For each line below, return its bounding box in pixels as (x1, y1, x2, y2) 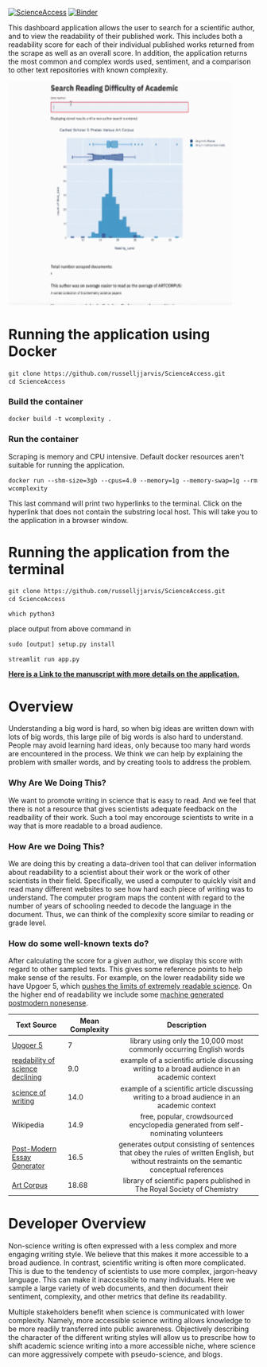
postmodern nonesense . (8, 998, 89, 1008)
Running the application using (8, 326, 211, 344)
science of (11, 1088, 46, 1098)
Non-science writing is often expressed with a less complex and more (8, 1240, 237, 1250)
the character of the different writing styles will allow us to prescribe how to (8, 1332, 256, 1342)
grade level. (8, 918, 47, 928)
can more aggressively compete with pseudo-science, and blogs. (8, 1349, 223, 1359)
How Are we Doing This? (8, 841, 105, 852)
